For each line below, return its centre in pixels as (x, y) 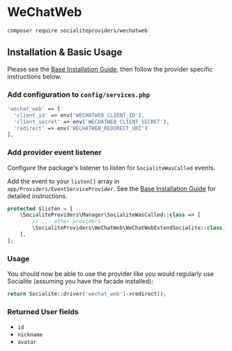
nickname (30, 335)
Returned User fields (43, 311)
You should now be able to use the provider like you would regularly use (111, 274)
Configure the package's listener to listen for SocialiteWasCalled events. (111, 168)
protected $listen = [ (40, 209)
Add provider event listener (55, 152)
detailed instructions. (37, 196)
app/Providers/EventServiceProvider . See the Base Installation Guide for (111, 188)
